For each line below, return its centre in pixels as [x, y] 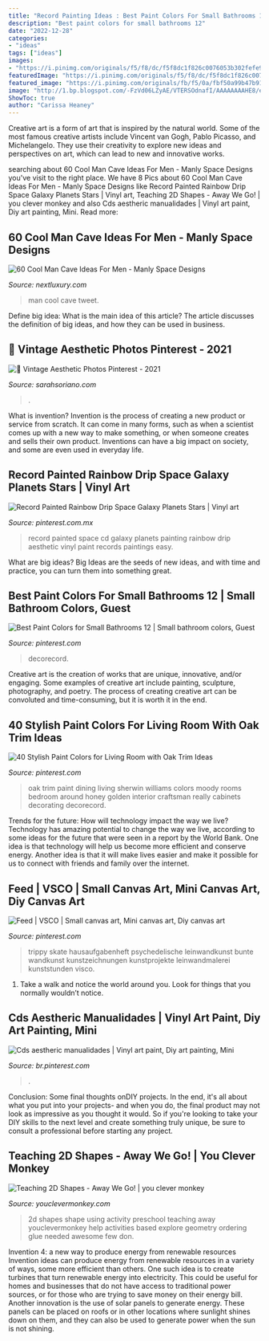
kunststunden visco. [61, 969]
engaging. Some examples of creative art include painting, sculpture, [122, 683]
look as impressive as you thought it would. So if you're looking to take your [133, 1114]
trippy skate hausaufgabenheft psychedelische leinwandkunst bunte [141, 952]
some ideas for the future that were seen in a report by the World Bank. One [133, 838]
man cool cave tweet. [63, 300]
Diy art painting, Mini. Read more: [63, 212]
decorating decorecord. [67, 805]
